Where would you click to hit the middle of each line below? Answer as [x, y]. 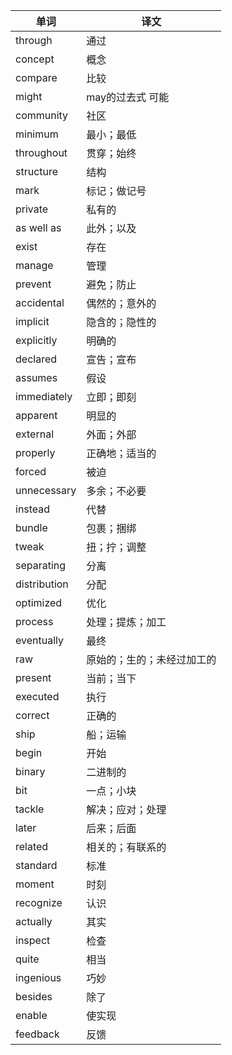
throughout [41, 152]
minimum [37, 134]
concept [35, 59]
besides [34, 996]
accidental [40, 302]
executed [37, 696]
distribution [42, 584]
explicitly [36, 340]
